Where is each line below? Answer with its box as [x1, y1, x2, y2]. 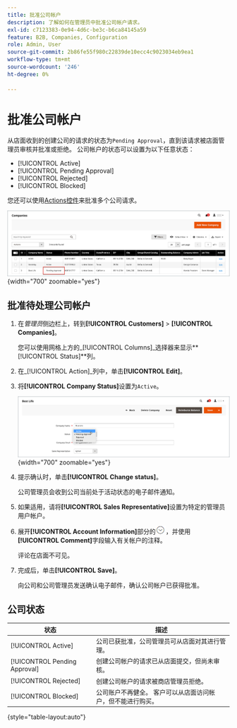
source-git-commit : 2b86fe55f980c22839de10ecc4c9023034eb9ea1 [7, 49, 194, 56]
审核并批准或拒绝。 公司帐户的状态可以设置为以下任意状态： [19, 145, 195, 154]
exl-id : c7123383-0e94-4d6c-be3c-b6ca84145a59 [7, 26, 147, 33]
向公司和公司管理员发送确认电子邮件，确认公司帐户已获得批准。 [17, 581, 203, 589]
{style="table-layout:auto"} [7, 712, 86, 722]
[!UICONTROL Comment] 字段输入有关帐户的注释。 [17, 536, 167, 544]
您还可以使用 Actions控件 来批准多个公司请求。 [7, 196, 141, 204]
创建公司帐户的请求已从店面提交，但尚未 [96, 657, 214, 665]
